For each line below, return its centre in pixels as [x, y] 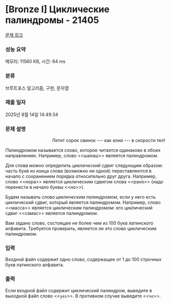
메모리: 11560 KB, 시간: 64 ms [36, 62]
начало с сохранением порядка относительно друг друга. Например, [81, 176]
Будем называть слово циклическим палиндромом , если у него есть [80, 197]
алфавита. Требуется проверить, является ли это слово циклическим [81, 229]
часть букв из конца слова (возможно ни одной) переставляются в [78, 171]
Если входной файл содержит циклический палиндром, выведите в [79, 290]
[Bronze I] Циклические [58, 9]
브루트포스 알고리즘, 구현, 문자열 [37, 88]
